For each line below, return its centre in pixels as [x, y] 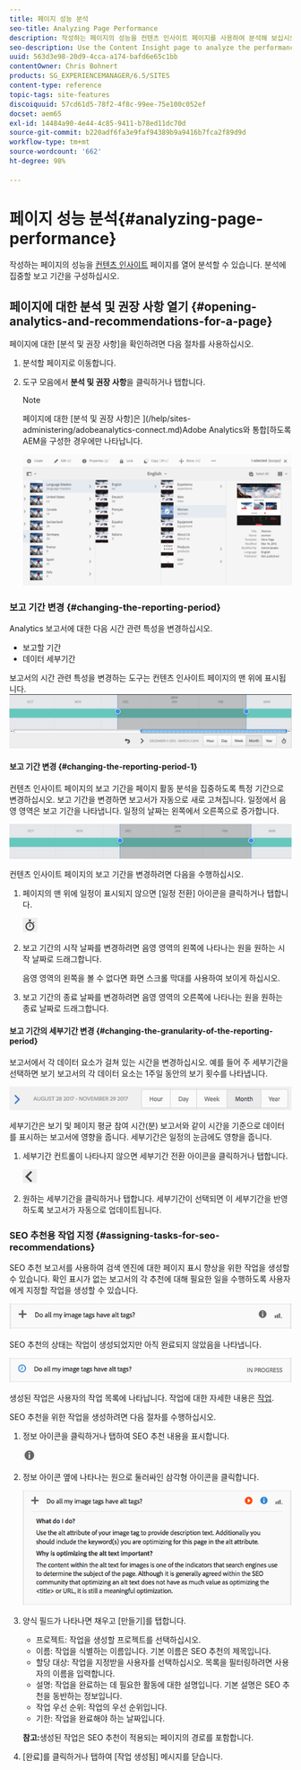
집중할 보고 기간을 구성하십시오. [64, 276]
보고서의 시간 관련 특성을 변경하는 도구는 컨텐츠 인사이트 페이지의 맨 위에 [136, 678]
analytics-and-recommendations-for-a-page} [141, 321]
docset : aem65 [36, 114]
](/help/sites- [166, 418]
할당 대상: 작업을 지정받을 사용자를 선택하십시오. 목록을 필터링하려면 [154, 1662]
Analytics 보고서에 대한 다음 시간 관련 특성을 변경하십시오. [111, 629]
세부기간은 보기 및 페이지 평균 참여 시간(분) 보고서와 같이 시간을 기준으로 [135, 1126]
